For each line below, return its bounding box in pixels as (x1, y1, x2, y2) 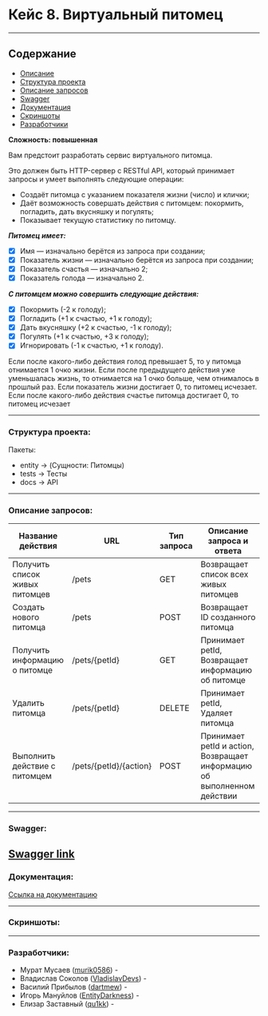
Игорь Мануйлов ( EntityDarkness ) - (19, 990, 140, 1000)
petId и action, (200, 740, 254, 752)
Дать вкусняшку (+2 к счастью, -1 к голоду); (19, 323, 172, 332)
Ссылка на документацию (8, 889, 98, 899)
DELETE (159, 702, 190, 713)
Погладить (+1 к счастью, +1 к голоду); (19, 314, 153, 323)
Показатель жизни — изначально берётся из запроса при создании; (19, 255, 254, 264)
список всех (200, 569, 249, 580)
